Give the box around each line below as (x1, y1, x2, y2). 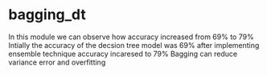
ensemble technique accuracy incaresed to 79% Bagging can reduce (8, 49, 238, 58)
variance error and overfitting (8, 57, 106, 67)
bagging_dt (8, 6, 86, 24)
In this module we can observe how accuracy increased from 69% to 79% (8, 32, 255, 41)
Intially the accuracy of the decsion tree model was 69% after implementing (8, 40, 260, 49)
